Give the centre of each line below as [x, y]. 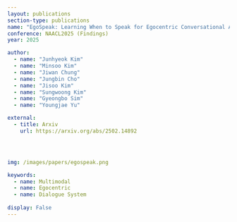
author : [19, 53]
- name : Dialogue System [50, 195]
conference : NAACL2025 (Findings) [58, 33]
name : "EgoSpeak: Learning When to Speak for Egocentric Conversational [116, 27]
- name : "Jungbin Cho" [47, 79]
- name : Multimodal [42, 181]
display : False [30, 208]
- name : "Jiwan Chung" [47, 72]
